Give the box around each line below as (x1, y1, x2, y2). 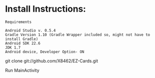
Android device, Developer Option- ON (5, 49, 84, 54)
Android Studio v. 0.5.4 (5, 28, 56, 33)
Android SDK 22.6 (5, 40, 41, 46)
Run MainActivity (5, 67, 40, 73)
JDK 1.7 (5, 45, 21, 50)
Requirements (5, 19, 32, 24)
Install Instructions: (5, 3, 86, 15)
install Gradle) (5, 37, 38, 41)
